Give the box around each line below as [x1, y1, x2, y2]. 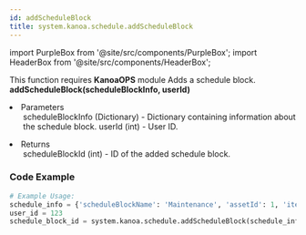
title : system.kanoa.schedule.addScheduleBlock [9, 22, 194, 31]
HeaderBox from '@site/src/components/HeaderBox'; [9, 56, 211, 67]
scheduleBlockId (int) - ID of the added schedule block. [22, 148, 230, 159]
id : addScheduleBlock [9, 13, 92, 23]
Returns [21, 138, 50, 149]
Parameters [21, 101, 65, 112]
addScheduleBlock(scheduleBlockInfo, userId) [9, 84, 191, 95]
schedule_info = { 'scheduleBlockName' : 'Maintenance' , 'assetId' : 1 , [9, 199, 280, 209]
